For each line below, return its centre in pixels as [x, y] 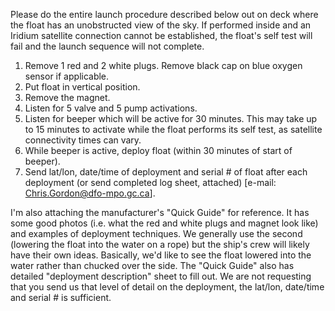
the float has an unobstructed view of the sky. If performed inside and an [161, 25]
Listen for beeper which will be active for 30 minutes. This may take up [171, 118]
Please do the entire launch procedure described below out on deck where [164, 14]
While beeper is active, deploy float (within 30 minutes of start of [158, 150]
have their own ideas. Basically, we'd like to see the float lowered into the [161, 255]
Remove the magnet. [67, 97]
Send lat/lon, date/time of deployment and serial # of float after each [166, 172]
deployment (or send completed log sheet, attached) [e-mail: [150, 182]
